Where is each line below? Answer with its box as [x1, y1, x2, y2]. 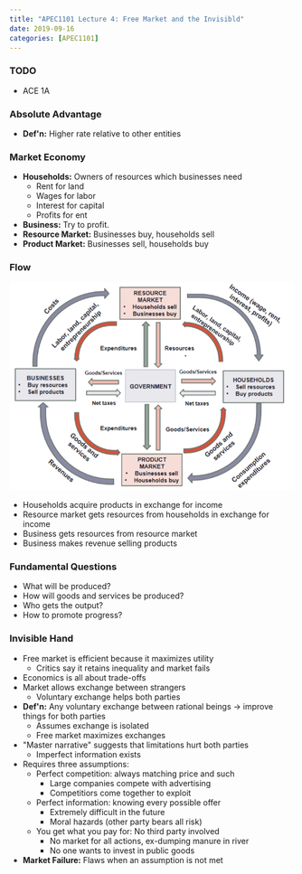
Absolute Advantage [9, 108, 102, 120]
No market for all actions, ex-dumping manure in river [49, 835, 250, 846]
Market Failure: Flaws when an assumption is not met [22, 854, 223, 865]
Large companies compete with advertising [49, 777, 212, 788]
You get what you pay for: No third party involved [35, 825, 220, 836]
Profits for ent [35, 210, 88, 221]
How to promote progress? [22, 610, 123, 621]
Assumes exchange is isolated [35, 719, 149, 731]
